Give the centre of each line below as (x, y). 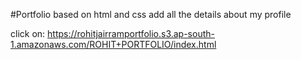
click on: (28, 33)
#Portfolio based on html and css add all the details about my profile (151, 14)
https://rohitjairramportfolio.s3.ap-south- (131, 33)
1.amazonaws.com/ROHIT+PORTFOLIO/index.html (113, 44)
